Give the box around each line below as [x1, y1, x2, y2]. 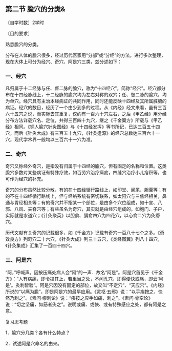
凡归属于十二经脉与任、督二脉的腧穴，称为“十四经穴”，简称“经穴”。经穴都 [5, 85, 161, 91]
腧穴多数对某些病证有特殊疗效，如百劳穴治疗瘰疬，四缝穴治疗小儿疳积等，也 [5, 170, 167, 176]
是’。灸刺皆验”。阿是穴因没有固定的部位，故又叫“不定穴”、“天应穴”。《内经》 [5, 282, 167, 288]
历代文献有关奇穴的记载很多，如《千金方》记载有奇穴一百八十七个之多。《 [5, 230, 160, 236]
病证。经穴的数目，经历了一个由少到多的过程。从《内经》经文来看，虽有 [5, 105, 158, 111]
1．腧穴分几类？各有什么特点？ [5, 329, 70, 336]
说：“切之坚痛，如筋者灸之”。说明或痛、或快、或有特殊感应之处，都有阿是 [5, 301, 162, 307]
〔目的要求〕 [5, 30, 32, 36]
